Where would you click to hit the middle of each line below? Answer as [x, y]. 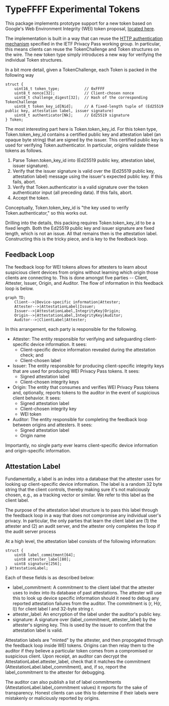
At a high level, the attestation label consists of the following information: [81, 541]
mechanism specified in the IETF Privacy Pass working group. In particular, [83, 43]
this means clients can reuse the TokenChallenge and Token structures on [82, 49]
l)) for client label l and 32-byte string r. [53, 609]
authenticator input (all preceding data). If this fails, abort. [72, 192]
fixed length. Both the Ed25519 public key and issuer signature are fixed [80, 228]
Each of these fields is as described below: [50, 577]
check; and [32, 355]
